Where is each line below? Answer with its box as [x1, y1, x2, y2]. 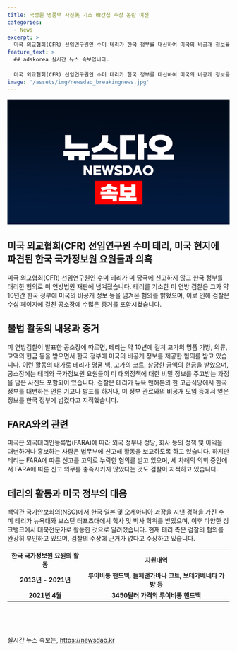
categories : [7, 18, 42, 26]
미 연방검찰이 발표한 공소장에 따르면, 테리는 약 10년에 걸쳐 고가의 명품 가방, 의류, [7, 343, 228, 351]
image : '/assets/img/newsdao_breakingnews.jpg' [7, 78, 150, 86]
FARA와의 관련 [7, 418, 68, 430]
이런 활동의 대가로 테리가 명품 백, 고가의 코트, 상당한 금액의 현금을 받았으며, [22, 360, 229, 369]
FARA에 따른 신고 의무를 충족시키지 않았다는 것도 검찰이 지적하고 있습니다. [14, 465, 219, 474]
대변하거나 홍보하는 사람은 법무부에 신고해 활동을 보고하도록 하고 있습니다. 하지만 [7, 447, 230, 456]
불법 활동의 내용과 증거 [7, 322, 100, 335]
